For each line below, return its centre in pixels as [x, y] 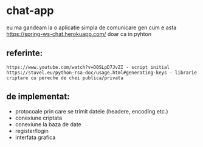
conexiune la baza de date [48, 124]
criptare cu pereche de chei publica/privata [65, 78]
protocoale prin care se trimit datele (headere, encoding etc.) [91, 111]
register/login [32, 131]
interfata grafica [35, 137]
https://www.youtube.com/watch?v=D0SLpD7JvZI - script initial [88, 67]
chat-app [30, 11]
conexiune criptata [39, 118]
